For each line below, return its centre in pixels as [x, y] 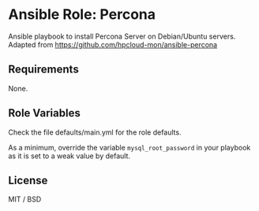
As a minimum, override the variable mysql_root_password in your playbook [129, 147]
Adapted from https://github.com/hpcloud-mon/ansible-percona [113, 44]
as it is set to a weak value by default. [69, 156]
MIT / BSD [25, 199]
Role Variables [44, 113]
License [28, 180]
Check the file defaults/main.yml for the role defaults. [95, 132]
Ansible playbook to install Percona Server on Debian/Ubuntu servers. [122, 36]
